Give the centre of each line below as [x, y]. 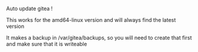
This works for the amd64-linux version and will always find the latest [91, 20]
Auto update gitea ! [30, 9]
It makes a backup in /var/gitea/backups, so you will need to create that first [99, 38]
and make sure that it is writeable [47, 44]
